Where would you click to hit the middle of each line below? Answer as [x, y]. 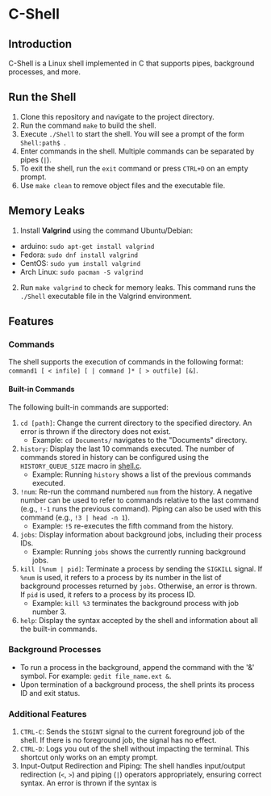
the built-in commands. [58, 629]
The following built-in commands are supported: [89, 407]
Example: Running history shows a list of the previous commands [142, 474]
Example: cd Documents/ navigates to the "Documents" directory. [140, 440]
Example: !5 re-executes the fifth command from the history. [133, 525]
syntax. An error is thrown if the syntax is [88, 783]
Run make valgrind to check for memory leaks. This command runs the [138, 287]
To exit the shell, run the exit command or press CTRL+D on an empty [134, 168]
